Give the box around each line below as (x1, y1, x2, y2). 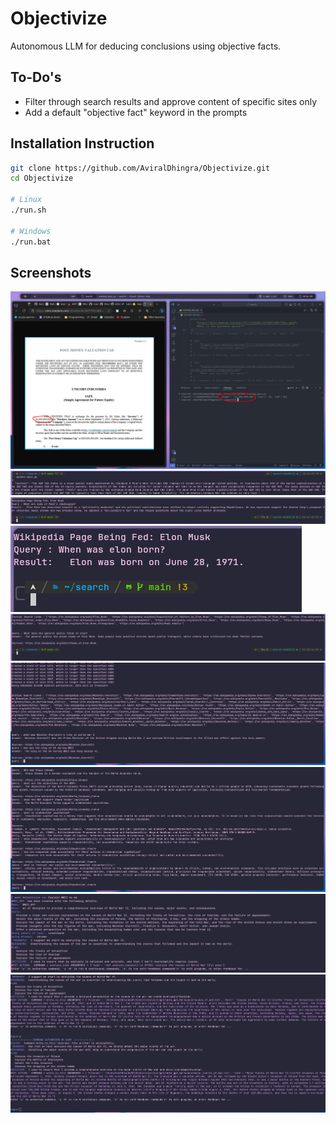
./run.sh (10, 205, 47, 216)
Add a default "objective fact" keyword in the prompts (24, 106, 248, 118)
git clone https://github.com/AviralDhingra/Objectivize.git (10, 163, 271, 173)
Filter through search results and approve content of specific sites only (24, 95, 318, 107)
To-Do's (10, 69, 62, 86)
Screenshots (10, 264, 92, 281)
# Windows (10, 226, 52, 236)
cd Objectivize (10, 173, 74, 184)
